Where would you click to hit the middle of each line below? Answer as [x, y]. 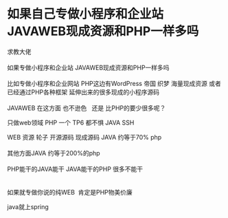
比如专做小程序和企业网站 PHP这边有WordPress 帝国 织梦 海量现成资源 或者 [114, 83]
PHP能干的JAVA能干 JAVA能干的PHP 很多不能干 [75, 168]
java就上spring [28, 206]
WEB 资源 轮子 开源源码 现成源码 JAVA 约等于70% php [84, 137]
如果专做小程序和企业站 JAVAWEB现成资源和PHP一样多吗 [88, 67]
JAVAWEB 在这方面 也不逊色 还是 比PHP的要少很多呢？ [87, 108]
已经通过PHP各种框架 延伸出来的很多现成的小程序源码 [83, 92]
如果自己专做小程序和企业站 [85, 14]
